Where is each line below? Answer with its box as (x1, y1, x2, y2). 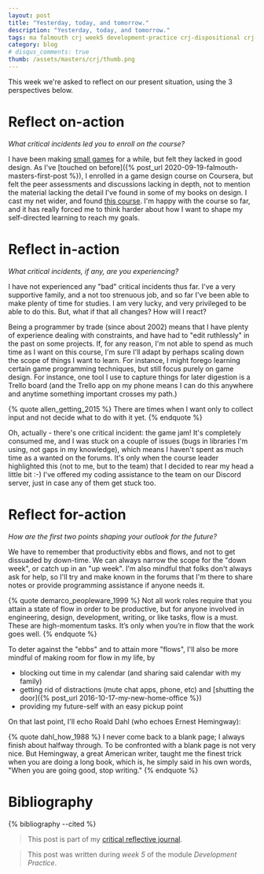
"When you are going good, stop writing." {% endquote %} (8, 765, 199, 775)
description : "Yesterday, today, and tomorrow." (8, 26, 170, 34)
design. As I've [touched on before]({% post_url (8, 162, 163, 172)
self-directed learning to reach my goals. (8, 213, 140, 222)
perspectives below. (8, 85, 73, 94)
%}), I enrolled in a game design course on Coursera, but (69, 171, 254, 180)
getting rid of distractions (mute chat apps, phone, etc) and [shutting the (19, 684, 255, 694)
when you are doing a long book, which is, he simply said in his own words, (8, 757, 252, 766)
